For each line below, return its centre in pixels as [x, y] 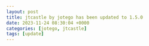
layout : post [22, 12]
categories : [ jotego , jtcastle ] [46, 28]
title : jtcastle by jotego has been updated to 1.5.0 [75, 17]
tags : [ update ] [25, 34]
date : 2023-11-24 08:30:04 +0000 [48, 23]
